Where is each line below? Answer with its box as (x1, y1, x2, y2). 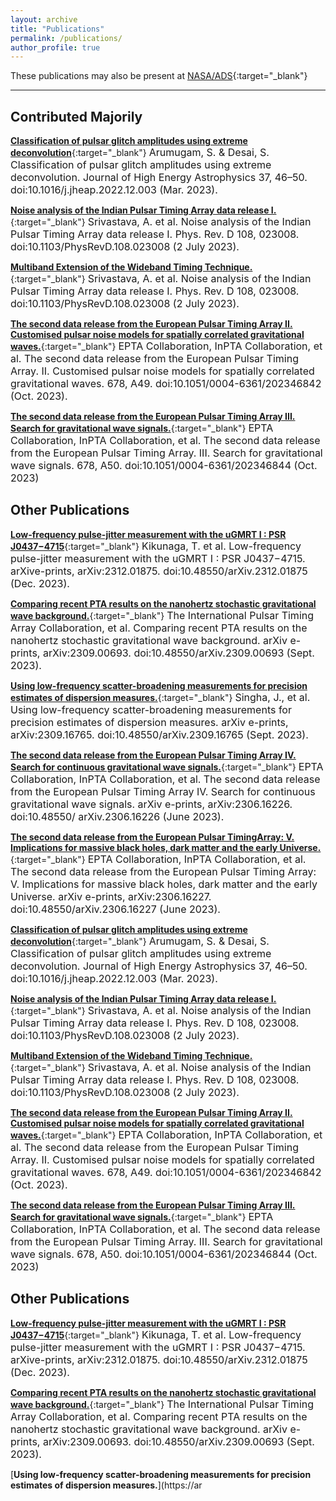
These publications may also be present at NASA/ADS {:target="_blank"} (10, 70, 308, 82)
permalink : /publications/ (10, 33, 123, 43)
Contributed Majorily (10, 108, 143, 125)
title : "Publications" (10, 24, 105, 34)
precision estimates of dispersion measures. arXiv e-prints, (10, 715, 289, 729)
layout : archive (10, 14, 78, 25)
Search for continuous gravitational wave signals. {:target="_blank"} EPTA (10, 759, 324, 773)
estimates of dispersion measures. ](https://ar (10, 1479, 203, 1491)
